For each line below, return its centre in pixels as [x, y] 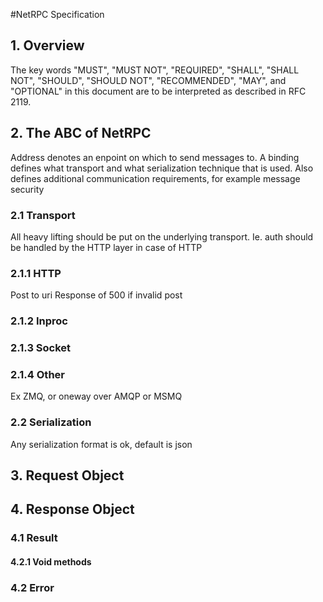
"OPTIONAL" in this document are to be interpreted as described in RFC [158, 91]
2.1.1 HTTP [36, 273]
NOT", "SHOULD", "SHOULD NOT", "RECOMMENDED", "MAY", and [148, 80]
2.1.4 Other [37, 374]
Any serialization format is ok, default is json [101, 444]
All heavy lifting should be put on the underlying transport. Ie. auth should [162, 236]
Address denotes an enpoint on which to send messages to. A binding [155, 157]
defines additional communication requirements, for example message [155, 178]
